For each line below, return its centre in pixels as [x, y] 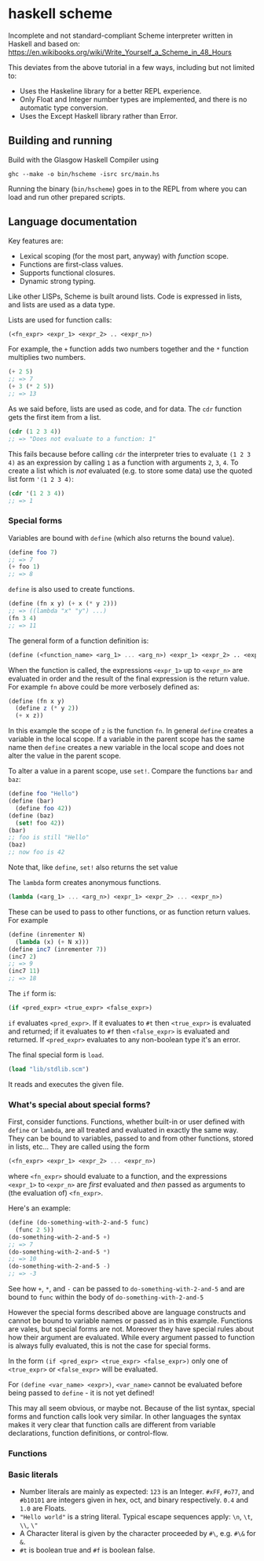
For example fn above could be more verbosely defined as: [104, 687]
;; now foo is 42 [37, 852]
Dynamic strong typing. [57, 281]
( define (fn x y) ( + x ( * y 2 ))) [63, 604]
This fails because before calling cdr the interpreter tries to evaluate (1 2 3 [130, 454]
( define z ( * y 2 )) [47, 708]
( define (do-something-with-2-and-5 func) [79, 1223]
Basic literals [33, 1475]
